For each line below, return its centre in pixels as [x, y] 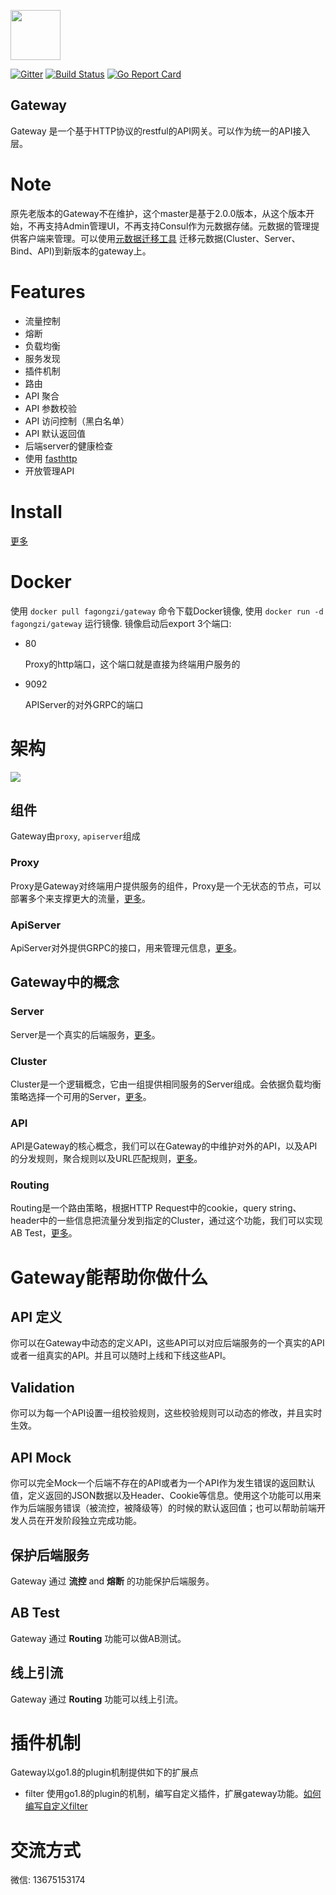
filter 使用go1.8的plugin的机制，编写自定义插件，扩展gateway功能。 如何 [173, 1794]
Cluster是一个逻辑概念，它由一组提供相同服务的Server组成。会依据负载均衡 [166, 1084]
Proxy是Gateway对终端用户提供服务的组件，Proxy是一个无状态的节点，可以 [166, 886]
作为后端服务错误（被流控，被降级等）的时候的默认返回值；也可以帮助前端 [163, 1508]
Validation [42, 1387]
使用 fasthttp [51, 458]
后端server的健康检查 [68, 446]
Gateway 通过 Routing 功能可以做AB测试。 [98, 1638]
